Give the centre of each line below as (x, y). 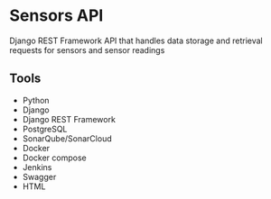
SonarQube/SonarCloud (67, 138)
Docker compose (55, 158)
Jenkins (37, 167)
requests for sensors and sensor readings (87, 50)
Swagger (39, 176)
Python (36, 100)
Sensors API (56, 16)
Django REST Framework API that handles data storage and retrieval (136, 41)
